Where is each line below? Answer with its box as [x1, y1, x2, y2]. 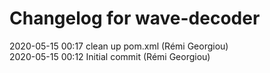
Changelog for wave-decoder [9, 7, 261, 30]
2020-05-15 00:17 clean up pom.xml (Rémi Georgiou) [9, 40, 229, 52]
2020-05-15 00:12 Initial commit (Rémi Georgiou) [9, 50, 211, 62]
